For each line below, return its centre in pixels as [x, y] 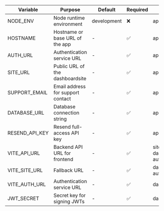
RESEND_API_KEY [28, 133]
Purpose [70, 10]
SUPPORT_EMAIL [28, 93]
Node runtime [69, 18]
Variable [28, 10]
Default [107, 10]
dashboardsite [70, 79]
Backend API [68, 147]
